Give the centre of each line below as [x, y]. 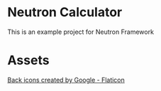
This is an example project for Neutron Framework [81, 32]
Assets [28, 60]
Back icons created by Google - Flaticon [66, 80]
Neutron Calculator [65, 12]
